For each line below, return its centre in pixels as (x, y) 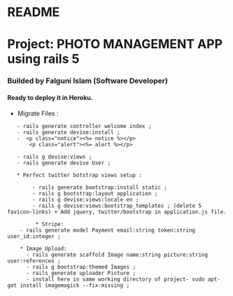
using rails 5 (43, 59)
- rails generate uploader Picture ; (81, 273)
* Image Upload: (44, 248)
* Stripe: (50, 224)
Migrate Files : (38, 113)
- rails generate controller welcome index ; (84, 126)
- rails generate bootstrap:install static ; (100, 187)
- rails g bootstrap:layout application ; (95, 193)
